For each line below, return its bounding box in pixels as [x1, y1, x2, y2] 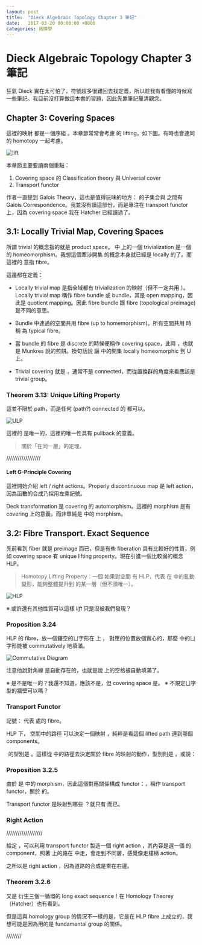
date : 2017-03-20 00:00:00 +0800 [6, 20, 96, 26]
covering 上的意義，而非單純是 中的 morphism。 [6, 510, 127, 517]
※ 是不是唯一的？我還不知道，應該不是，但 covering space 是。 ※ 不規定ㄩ [6, 680, 191, 687]
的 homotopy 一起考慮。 [6, 137, 66, 144]
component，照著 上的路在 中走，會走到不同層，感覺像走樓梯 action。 [6, 850, 181, 857]
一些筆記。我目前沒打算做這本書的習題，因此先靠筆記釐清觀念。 [6, 95, 165, 103]
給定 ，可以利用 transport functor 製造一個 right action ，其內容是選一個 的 [6, 842, 192, 849]
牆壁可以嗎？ [16, 687, 49, 694]
